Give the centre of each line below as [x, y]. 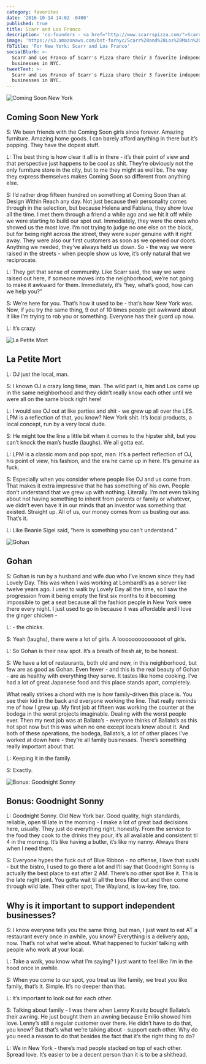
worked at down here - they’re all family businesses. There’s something [97, 740]
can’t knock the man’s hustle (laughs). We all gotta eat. [75, 442]
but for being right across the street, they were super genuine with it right [99, 234]
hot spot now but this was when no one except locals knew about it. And [98, 727]
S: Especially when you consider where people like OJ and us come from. [99, 479]
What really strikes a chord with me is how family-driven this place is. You [99, 694]
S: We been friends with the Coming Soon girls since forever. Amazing [95, 132]
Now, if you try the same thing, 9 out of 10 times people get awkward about [101, 310]
